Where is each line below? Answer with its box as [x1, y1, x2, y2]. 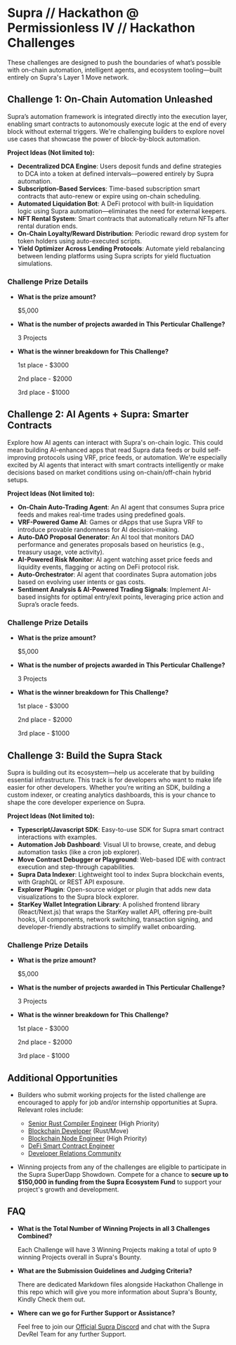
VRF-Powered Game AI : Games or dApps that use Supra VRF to [17, 517, 203, 526]
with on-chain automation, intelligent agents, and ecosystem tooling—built [7, 65, 223, 74]
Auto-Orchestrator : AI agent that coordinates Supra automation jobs [17, 570, 217, 579]
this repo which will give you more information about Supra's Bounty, [17, 1287, 218, 1296]
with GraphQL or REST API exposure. [17, 878, 125, 886]
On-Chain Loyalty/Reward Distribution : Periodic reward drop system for [17, 229, 229, 237]
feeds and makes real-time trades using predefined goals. [17, 510, 186, 519]
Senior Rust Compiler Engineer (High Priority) [27, 1119, 159, 1128]
